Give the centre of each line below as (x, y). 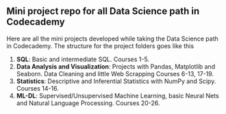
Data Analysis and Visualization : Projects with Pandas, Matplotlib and (116, 66)
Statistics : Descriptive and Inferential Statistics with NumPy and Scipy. (116, 81)
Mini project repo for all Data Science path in (103, 11)
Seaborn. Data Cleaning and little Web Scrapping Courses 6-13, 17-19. (115, 73)
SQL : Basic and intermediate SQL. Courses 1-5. (83, 59)
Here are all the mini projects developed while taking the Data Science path (112, 38)
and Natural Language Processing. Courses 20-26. (88, 103)
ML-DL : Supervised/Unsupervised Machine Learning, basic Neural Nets (118, 95)
